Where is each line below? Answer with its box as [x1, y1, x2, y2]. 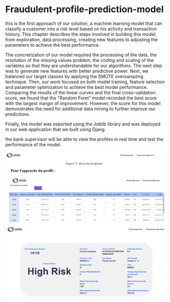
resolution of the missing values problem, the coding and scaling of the [5, 57, 154, 63]
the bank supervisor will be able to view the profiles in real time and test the [5, 136, 164, 142]
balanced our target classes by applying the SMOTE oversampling [5, 73, 144, 79]
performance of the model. [5, 141, 62, 148]
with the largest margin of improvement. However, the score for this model [5, 100, 161, 106]
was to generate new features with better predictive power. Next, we [5, 68, 149, 74]
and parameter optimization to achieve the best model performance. [5, 84, 148, 90]
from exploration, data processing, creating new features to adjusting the [5, 37, 158, 43]
